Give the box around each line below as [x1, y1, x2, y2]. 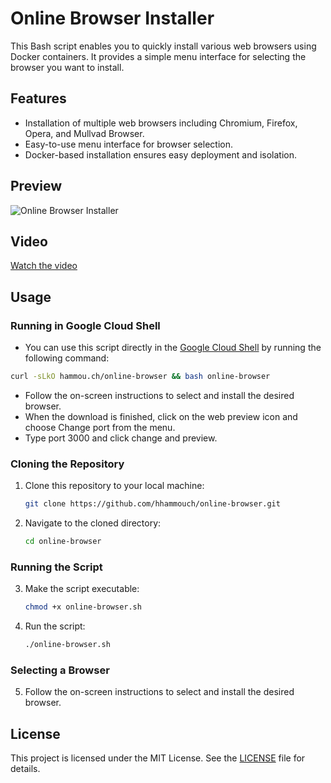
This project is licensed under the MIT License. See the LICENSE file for [10, 752, 306, 764]
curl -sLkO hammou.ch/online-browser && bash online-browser [10, 372, 271, 382]
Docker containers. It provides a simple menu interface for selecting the [10, 50, 307, 62]
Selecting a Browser [10, 663, 110, 677]
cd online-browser [24, 537, 102, 547]
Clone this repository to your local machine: [24, 480, 205, 492]
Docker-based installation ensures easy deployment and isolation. [24, 148, 298, 161]
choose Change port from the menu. [24, 421, 176, 433]
